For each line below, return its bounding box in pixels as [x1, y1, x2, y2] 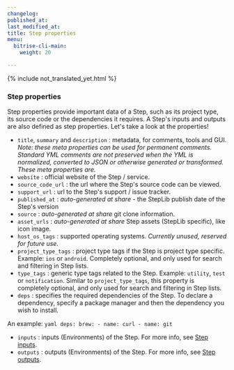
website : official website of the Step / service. [17, 173, 150, 181]
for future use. [17, 240, 59, 248]
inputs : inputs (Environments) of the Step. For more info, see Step [17, 333, 209, 341]
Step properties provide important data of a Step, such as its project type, [7, 107, 219, 116]
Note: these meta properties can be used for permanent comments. [17, 144, 212, 152]
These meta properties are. [17, 165, 96, 174]
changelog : [7, 10, 39, 17]
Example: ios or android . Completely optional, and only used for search [17, 254, 223, 263]
